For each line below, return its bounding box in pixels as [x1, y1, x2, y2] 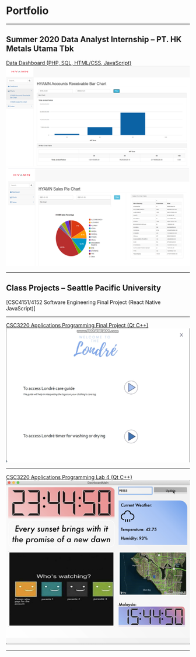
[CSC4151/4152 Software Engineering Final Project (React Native [6, 299, 161, 306]
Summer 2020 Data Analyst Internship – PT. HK [6, 35, 182, 45]
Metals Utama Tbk [6, 44, 74, 54]
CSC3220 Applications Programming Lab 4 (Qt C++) [6, 473, 132, 481]
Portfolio [6, 4, 49, 18]
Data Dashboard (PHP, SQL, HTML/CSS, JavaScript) [6, 59, 132, 66]
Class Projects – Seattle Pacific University [6, 283, 162, 293]
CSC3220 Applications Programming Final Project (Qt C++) [6, 321, 149, 328]
